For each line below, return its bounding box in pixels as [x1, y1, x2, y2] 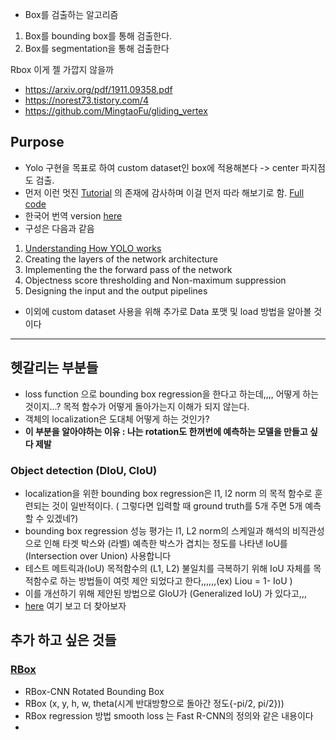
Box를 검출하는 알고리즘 [24, 9, 119, 20]
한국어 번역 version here [24, 209, 123, 222]
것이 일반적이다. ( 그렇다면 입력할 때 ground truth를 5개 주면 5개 [51, 499, 303, 512]
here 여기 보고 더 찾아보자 [24, 599, 127, 612]
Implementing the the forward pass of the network [24, 263, 233, 275]
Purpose [10, 134, 65, 151]
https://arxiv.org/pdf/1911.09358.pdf [24, 84, 173, 95]
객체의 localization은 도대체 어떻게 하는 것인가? [24, 413, 210, 425]
